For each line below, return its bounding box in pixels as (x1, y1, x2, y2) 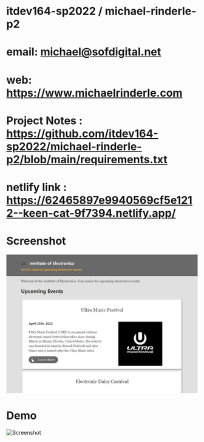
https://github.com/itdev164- (6, 127, 159, 141)
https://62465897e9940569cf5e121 (6, 193, 192, 207)
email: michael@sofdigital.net (6, 45, 161, 59)
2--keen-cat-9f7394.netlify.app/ (6, 206, 176, 220)
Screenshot (6, 234, 66, 248)
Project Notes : (6, 114, 83, 127)
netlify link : (6, 180, 67, 194)
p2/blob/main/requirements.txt (6, 152, 168, 166)
